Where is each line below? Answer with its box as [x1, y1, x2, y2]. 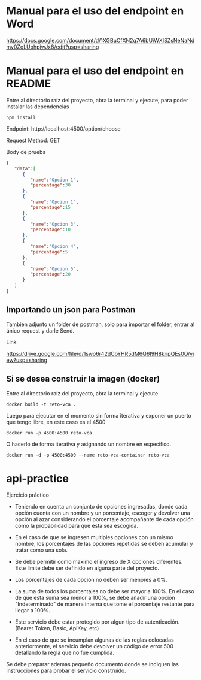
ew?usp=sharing [6, 356, 48, 364]
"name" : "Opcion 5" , [30, 265, 79, 272]
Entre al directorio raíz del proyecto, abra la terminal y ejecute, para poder [6, 96, 188, 104]
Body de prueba [6, 148, 46, 155]
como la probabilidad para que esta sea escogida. [14, 522, 139, 530]
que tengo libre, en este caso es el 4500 [6, 418, 106, 425]
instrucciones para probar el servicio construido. [6, 667, 127, 675]
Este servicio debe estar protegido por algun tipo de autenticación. [14, 618, 180, 625]
